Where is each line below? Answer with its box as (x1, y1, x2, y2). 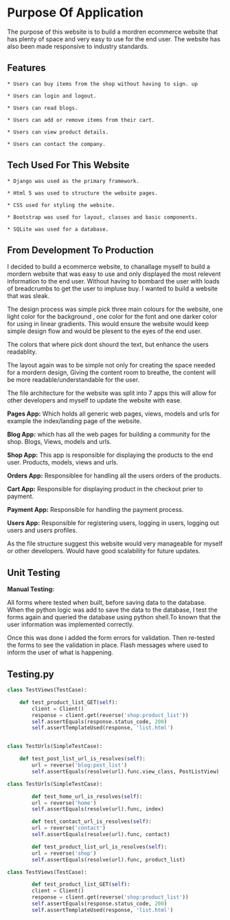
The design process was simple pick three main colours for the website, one (7, 305, 223, 314)
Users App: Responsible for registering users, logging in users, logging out (7, 519, 220, 527)
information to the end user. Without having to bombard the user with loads (7, 277, 220, 286)
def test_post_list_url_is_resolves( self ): (19, 756, 146, 762)
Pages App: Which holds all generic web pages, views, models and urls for (7, 409, 220, 418)
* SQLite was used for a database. (7, 226, 109, 233)
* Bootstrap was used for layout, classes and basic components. (7, 213, 198, 221)
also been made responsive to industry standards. (7, 42, 149, 50)
